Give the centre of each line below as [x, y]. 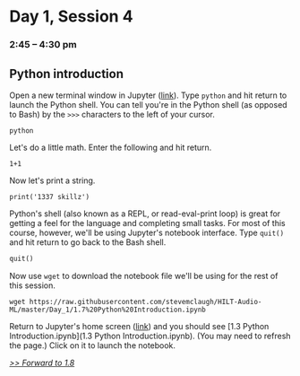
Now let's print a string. [52, 180]
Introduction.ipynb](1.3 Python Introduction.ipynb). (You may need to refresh [150, 336]
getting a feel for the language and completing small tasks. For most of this [147, 223]
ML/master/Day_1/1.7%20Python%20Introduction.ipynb [107, 310]
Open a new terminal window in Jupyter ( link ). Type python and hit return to [148, 95]
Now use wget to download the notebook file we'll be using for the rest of [144, 275]
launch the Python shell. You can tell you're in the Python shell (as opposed [149, 104]
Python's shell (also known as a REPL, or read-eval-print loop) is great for [145, 214]
